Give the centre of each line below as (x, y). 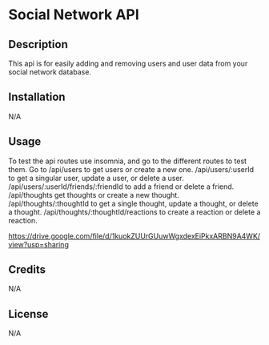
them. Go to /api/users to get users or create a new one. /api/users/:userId (131, 169)
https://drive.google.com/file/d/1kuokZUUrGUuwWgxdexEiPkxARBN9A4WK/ (134, 236)
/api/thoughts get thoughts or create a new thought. (94, 195)
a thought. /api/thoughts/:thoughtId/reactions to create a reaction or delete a (134, 212)
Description (38, 44)
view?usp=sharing (39, 244)
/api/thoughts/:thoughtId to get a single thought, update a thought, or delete (133, 203)
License (28, 314)
